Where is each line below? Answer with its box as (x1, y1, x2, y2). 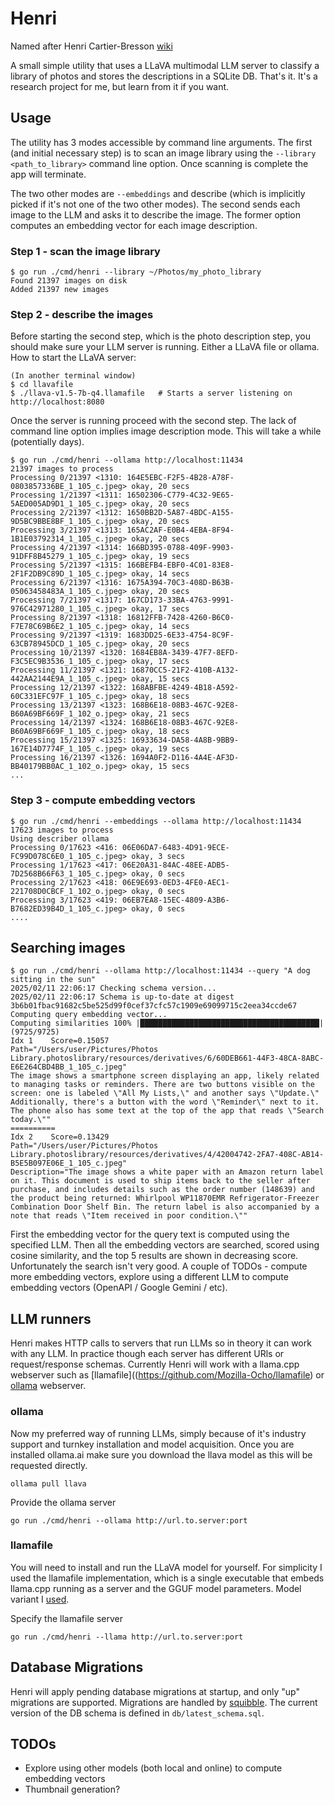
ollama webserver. (10, 1380, 87, 1392)
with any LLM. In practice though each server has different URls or (10, 1348, 285, 1360)
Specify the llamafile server (10, 1612, 123, 1624)
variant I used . (10, 1593, 70, 1605)
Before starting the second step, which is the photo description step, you (10, 330, 311, 342)
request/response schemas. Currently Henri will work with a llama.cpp (10, 1358, 300, 1371)
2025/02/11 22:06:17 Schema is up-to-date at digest (10, 992, 235, 1002)
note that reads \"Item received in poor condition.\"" (10, 1211, 248, 1221)
